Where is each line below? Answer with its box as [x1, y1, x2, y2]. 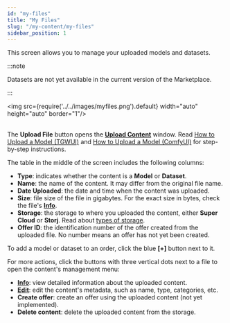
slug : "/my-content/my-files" [7, 23, 95, 30]
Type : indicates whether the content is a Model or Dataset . [17, 172, 187, 180]
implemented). [17, 301, 59, 309]
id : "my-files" [7, 10, 51, 17]
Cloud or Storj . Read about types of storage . [17, 216, 145, 225]
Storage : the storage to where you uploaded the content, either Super [17, 209, 218, 217]
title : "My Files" [7, 17, 60, 24]
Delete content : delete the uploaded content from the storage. [17, 308, 196, 316]
